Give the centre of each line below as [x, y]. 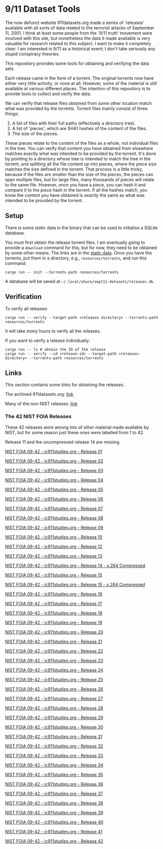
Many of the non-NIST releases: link [41, 404]
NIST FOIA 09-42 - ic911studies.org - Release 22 [54, 651]
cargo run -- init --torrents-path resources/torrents [62, 272]
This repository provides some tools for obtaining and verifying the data [77, 63]
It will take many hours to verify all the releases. [53, 331]
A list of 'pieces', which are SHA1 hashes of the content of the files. [80, 128]
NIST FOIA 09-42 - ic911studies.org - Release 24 [54, 670]
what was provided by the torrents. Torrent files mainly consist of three [76, 108]
